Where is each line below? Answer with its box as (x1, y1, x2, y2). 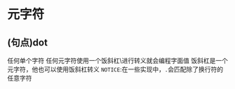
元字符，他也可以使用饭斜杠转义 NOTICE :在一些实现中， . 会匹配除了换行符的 (7, 65, 224, 74)
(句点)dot (7, 36, 48, 48)
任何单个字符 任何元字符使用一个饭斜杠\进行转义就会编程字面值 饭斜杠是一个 (7, 57, 228, 64)
